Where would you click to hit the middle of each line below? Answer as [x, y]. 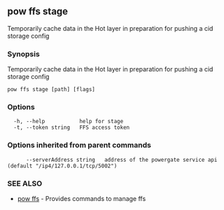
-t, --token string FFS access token [72, 128]
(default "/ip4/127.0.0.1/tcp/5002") [62, 166]
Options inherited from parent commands [79, 145]
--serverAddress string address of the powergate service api [121, 160]
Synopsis [23, 54]
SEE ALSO [25, 183]
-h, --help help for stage [69, 122]
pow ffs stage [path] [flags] [51, 90]
